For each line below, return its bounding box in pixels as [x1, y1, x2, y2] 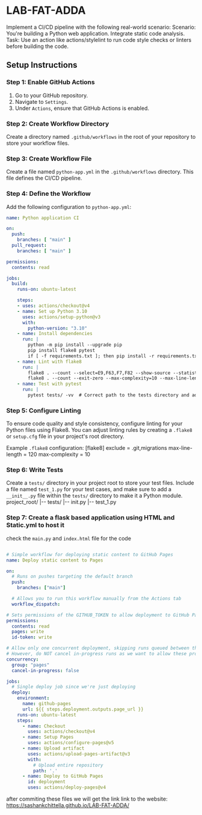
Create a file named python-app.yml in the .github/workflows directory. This [6, 168, 194, 175]
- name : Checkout [22, 723, 66, 729]
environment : [17, 695, 50, 701]
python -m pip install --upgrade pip [28, 342, 122, 348]
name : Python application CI [6, 214, 79, 221]
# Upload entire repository [32, 762, 103, 768]
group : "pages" [11, 662, 50, 668]
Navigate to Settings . [14, 98, 69, 105]
